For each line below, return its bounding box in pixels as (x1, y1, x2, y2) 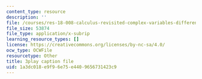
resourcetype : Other (6, 53, 58, 59)
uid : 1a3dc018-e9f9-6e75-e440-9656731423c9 (6, 64, 117, 70)
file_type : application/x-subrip (6, 31, 90, 37)
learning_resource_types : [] (6, 36, 79, 42)
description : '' (6, 14, 47, 20)
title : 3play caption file (6, 58, 74, 64)
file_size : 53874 (6, 25, 50, 31)
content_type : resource (6, 8, 66, 15)
